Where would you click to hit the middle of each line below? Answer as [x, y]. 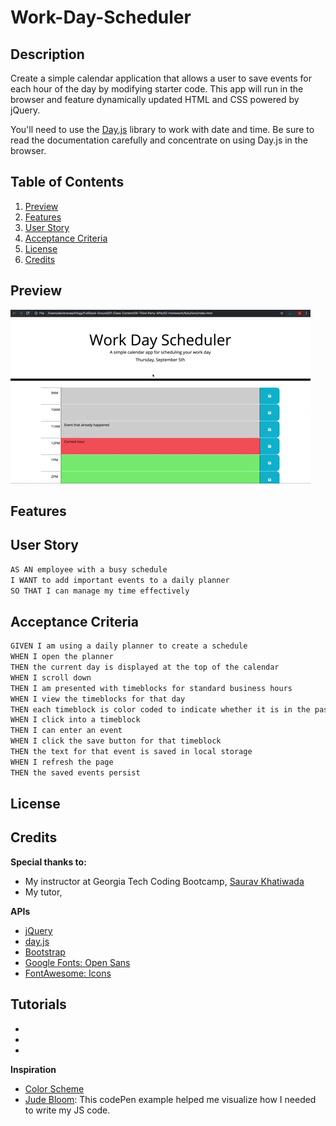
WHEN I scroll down [51, 677]
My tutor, [43, 892]
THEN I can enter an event [66, 731]
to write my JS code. [67, 1110]
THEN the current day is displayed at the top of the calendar [145, 667]
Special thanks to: [48, 862]
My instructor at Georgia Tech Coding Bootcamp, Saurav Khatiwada [164, 881]
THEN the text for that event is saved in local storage [131, 752]
